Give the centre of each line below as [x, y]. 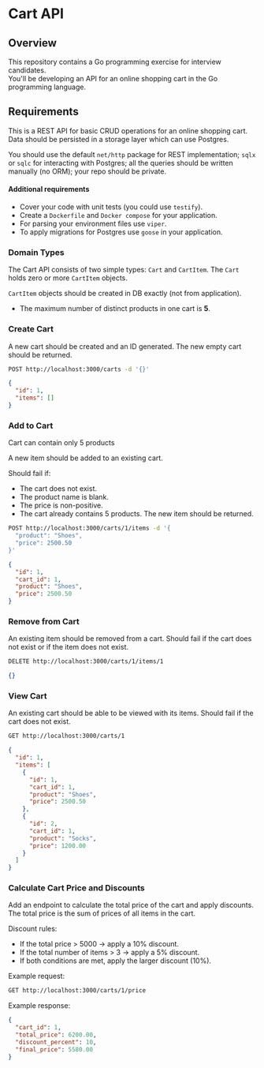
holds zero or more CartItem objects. [68, 278]
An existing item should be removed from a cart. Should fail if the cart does [130, 639]
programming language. [47, 87]
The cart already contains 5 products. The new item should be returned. [136, 514]
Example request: [37, 976]
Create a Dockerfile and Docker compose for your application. [119, 215]
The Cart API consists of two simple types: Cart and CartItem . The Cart [124, 270]
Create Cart [31, 329]
